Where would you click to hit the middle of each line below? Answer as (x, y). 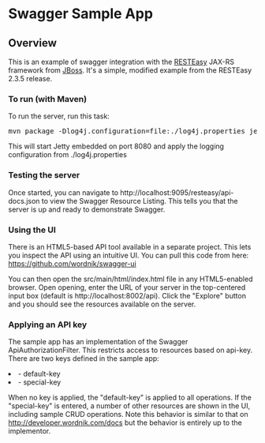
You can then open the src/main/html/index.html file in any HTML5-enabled (131, 279)
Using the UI (32, 230)
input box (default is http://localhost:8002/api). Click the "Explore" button (127, 295)
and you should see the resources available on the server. (102, 304)
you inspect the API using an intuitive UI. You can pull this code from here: (129, 255)
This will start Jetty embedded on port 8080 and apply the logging (116, 146)
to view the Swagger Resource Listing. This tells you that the (140, 201)
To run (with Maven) (48, 99)
